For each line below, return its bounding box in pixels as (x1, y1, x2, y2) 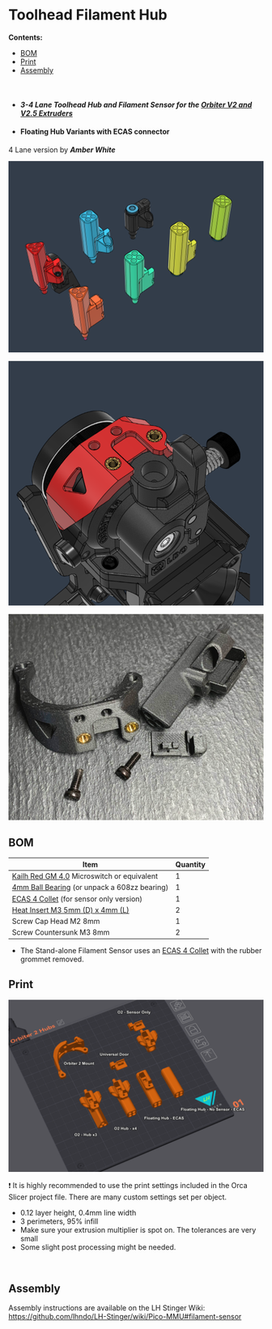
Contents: (8, 32, 43, 42)
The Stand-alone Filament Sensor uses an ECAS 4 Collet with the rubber (19, 945, 262, 955)
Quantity (175, 859, 206, 869)
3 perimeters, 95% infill (19, 1216, 99, 1226)
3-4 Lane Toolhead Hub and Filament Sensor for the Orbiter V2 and (19, 100, 253, 109)
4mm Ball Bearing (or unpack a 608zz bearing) (11, 883, 169, 892)
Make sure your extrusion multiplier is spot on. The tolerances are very (19, 1225, 257, 1235)
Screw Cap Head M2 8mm (11, 917, 100, 926)
